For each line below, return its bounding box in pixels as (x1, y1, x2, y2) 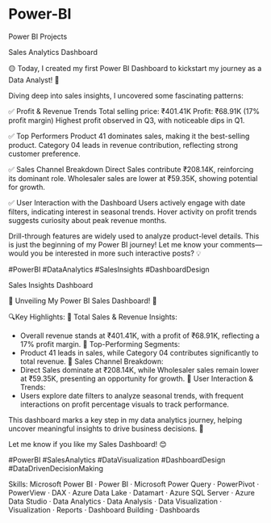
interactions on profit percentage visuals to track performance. (19, 399, 230, 409)
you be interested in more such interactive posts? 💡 (30, 248, 202, 258)
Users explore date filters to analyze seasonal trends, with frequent (19, 390, 244, 400)
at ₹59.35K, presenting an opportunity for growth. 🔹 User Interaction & (19, 373, 254, 383)
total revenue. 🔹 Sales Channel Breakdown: (19, 356, 164, 366)
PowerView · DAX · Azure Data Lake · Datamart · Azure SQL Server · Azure (8, 487, 256, 497)
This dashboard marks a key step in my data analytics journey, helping (8, 415, 243, 424)
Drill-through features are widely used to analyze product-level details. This (8, 231, 260, 241)
